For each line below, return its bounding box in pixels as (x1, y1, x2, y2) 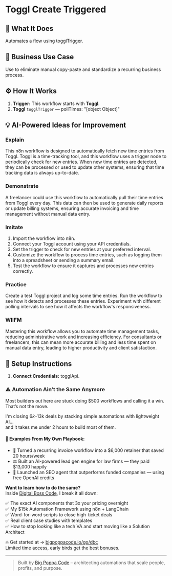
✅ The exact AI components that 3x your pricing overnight (5, 500, 128, 506)
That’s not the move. (5, 403, 49, 409)
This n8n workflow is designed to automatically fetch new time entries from (5, 148, 164, 154)
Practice (5, 281, 27, 288)
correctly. (12, 268, 33, 274)
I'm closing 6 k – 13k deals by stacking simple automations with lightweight (5, 413, 160, 419)
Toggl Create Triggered (5, 4, 106, 15)
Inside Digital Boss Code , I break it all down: (5, 490, 98, 496)
